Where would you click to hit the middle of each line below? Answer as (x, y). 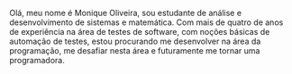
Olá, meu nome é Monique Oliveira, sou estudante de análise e (125, 13)
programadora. (37, 60)
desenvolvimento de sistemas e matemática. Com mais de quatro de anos (146, 22)
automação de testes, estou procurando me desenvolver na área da (135, 41)
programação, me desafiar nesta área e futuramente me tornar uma (135, 51)
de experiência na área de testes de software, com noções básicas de (140, 32)
